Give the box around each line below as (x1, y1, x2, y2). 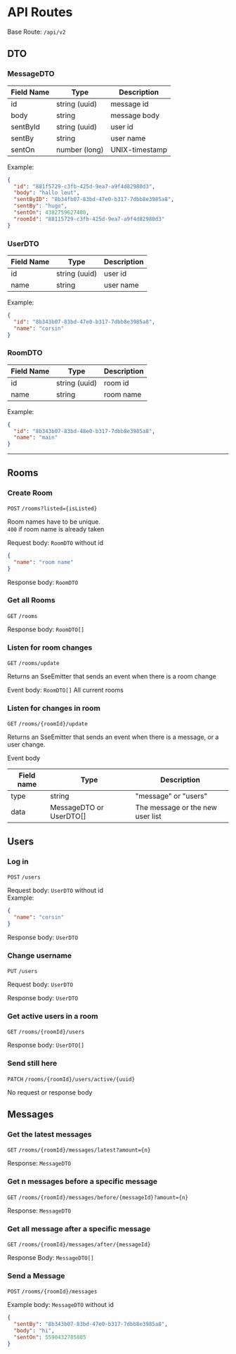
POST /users (7, 874, 41, 881)
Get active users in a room (7, 1011, 98, 1021)
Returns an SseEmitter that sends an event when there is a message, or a (7, 733, 219, 742)
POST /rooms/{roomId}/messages (7, 1288, 98, 1296)
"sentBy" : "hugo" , (13, 202, 68, 209)
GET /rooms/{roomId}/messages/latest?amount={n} (7, 1147, 151, 1154)
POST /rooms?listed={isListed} (7, 505, 98, 512)
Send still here (7, 1059, 58, 1069)
